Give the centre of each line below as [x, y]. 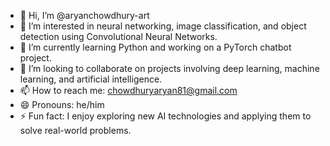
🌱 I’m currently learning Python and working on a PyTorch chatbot [155, 47]
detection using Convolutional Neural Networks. [118, 36]
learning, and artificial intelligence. [91, 79]
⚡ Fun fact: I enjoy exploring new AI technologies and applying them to [165, 116]
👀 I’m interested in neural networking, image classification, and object [163, 26]
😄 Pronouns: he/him [62, 104]
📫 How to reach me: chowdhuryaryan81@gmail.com [128, 90]
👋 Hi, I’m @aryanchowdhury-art [84, 15]
